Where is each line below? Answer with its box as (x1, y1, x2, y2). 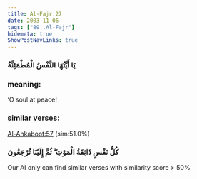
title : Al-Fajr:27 (7, 10, 62, 18)
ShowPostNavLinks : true (7, 37, 79, 44)
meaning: (7, 79, 41, 89)
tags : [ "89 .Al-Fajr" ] (7, 23, 75, 31)
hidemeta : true (7, 30, 53, 38)
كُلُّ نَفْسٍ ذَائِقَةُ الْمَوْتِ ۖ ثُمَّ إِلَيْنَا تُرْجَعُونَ (7, 147, 119, 157)
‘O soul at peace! (7, 95, 57, 104)
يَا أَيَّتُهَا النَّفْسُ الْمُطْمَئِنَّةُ (7, 60, 76, 70)
